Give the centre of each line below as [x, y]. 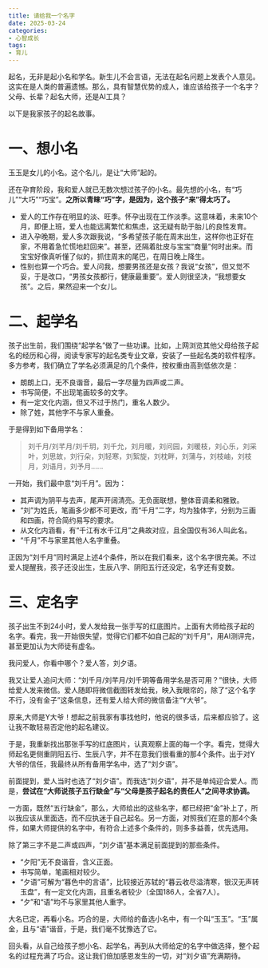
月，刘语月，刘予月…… [65, 466]
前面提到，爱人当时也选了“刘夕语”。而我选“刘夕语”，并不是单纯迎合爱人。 [130, 781]
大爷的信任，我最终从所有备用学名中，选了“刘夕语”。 [95, 763]
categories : [28, 30]
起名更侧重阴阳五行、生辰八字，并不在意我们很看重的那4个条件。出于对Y [135, 754]
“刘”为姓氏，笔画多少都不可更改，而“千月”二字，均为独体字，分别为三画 [138, 510]
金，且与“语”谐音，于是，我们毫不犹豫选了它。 [85, 929]
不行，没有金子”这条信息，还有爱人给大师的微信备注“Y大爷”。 [110, 699]
